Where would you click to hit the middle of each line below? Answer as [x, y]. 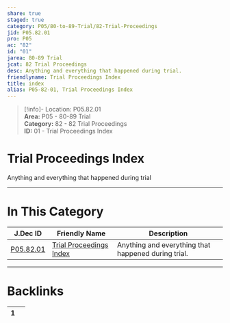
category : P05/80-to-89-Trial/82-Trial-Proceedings [82, 26]
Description [168, 233]
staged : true [26, 20]
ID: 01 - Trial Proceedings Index [68, 131]
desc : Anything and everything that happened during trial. [95, 70]
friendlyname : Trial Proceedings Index [64, 77]
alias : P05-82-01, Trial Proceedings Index [70, 90]
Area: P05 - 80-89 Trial [57, 116]
